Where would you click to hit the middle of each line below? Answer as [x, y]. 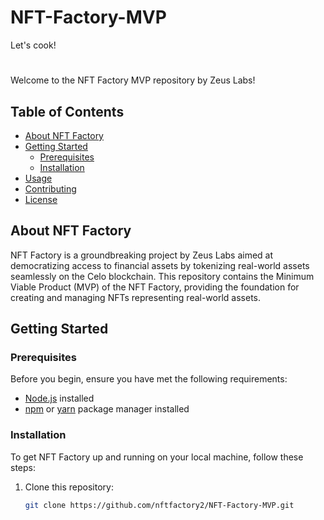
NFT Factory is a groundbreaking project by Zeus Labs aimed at [142, 255]
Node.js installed [59, 398]
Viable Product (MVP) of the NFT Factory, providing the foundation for [155, 287]
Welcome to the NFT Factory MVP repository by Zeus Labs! [133, 80]
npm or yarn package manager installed [107, 409]
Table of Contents [67, 111]
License [41, 199]
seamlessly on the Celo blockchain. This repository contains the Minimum [162, 276]
